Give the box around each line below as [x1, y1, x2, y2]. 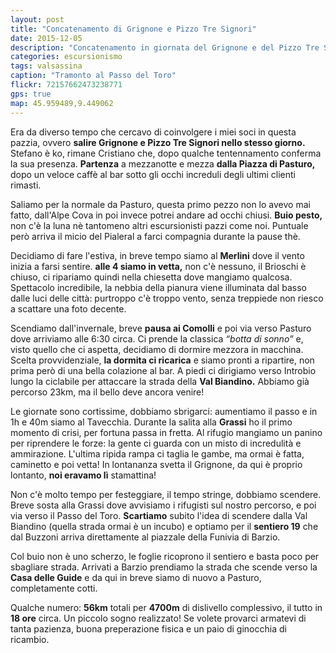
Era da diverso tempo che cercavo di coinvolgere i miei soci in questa [10, 126, 297, 138]
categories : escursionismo [10, 52, 123, 62]
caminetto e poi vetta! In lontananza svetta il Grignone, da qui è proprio [10, 458, 303, 470]
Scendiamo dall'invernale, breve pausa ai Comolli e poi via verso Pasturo [10, 322, 312, 334]
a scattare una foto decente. [10, 302, 127, 315]
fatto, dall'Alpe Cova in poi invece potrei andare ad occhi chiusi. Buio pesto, [10, 209, 323, 221]
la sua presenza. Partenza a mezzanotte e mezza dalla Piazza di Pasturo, [10, 157, 316, 170]
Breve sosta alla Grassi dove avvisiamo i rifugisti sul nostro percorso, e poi [10, 499, 317, 511]
